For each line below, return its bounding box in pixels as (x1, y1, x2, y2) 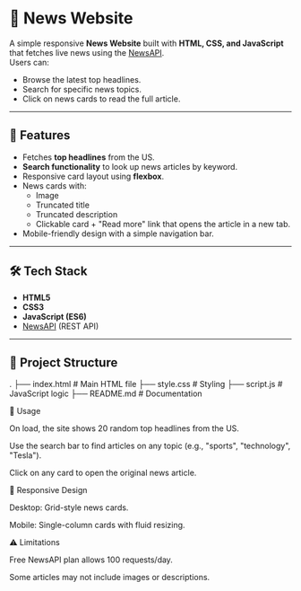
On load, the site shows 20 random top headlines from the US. (9, 423, 240, 434)
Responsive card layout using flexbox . (21, 171, 164, 181)
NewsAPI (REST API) (21, 321, 99, 331)
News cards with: (21, 180, 87, 191)
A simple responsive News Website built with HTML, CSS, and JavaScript (9, 38, 284, 49)
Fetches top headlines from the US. (21, 152, 155, 163)
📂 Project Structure (9, 355, 118, 370)
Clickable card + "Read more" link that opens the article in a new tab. (35, 218, 291, 229)
